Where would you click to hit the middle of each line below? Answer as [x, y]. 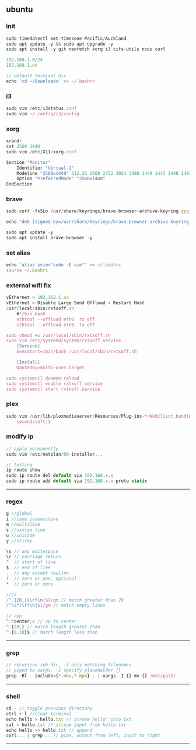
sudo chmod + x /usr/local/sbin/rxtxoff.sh [58, 335]
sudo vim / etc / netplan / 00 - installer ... [55, 454]
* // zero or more [30, 584]
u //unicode [20, 535]
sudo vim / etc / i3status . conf [41, 109]
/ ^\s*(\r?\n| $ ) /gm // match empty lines [56, 605]
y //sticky [19, 541]
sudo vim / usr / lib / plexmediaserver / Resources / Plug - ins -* [77, 416]
